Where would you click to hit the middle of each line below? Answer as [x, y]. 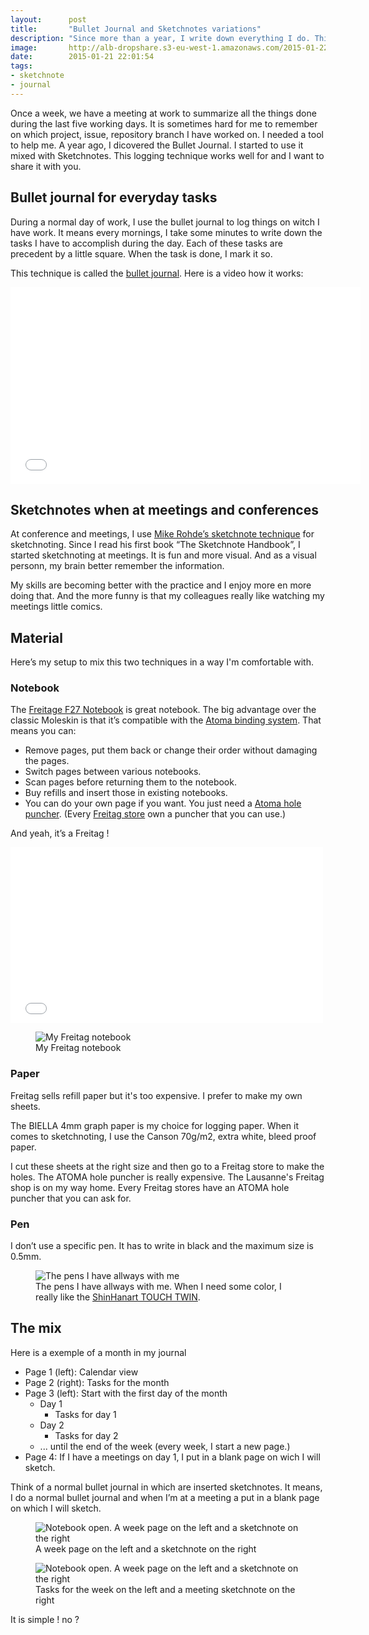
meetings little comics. [56, 607]
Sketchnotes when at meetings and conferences [164, 509]
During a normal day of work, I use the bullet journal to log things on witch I [165, 222]
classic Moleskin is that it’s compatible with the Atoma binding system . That [166, 720]
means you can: [43, 731]
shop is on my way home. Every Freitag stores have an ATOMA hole [150, 1187]
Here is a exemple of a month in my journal [98, 1352]
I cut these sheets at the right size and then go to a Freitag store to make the [167, 1166]
